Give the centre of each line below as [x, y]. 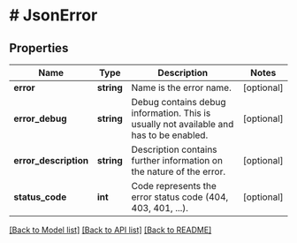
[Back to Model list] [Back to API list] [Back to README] [110, 230]
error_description [51, 160]
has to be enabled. [170, 135]
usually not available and [183, 124]
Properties [39, 48]
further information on [177, 160]
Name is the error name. [181, 87]
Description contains [175, 149]
